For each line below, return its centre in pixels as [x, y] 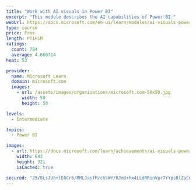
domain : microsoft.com [39, 82]
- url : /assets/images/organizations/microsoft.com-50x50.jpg [94, 93]
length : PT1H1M [24, 38]
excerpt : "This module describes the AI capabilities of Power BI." [91, 17]
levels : [15, 114]
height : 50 [35, 103]
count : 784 [24, 50]
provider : [18, 71]
